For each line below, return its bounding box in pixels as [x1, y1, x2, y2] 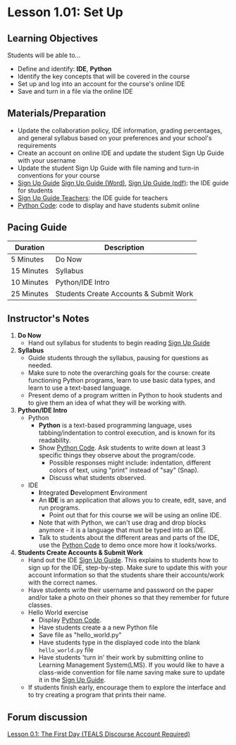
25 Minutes [11, 288, 49, 298]
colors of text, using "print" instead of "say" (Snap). [49, 466, 199, 474]
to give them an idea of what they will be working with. [27, 399, 187, 407]
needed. [27, 361, 53, 370]
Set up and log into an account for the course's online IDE [17, 80, 185, 88]
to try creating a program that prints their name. [27, 691, 167, 699]
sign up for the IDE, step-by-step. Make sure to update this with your [27, 563, 228, 572]
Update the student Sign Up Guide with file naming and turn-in [17, 164, 199, 172]
